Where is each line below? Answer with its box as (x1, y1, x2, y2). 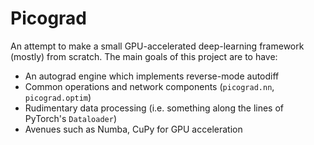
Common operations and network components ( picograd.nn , (24, 80, 275, 92)
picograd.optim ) (24, 91, 92, 103)
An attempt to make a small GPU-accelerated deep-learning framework (10, 40, 305, 52)
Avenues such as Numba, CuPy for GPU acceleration (24, 123, 243, 135)
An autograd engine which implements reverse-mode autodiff (24, 70, 280, 82)
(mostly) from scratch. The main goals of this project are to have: (10, 50, 278, 62)
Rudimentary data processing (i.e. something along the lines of (24, 102, 284, 114)
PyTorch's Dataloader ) (24, 112, 118, 124)
